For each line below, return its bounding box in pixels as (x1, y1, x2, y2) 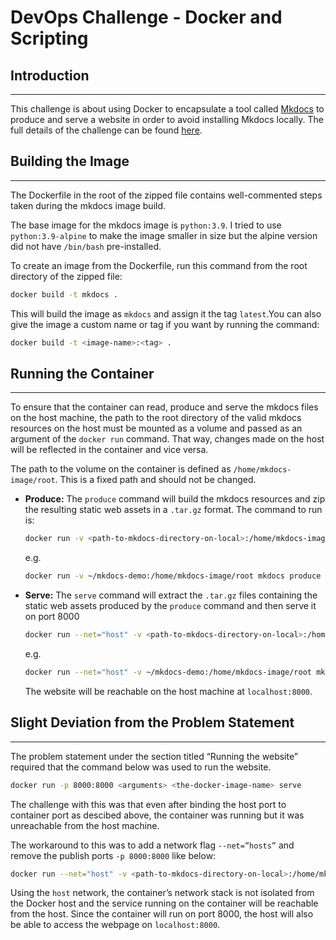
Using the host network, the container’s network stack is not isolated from (10, 887, 315, 899)
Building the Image (10, 153, 130, 170)
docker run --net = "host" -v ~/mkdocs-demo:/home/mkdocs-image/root (24, 667, 313, 677)
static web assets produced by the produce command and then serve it (24, 600, 317, 612)
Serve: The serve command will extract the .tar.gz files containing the (24, 589, 318, 601)
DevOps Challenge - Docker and (10, 6, 283, 29)
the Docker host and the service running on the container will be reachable (10, 897, 319, 910)
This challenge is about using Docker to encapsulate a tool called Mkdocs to (10, 103, 325, 115)
